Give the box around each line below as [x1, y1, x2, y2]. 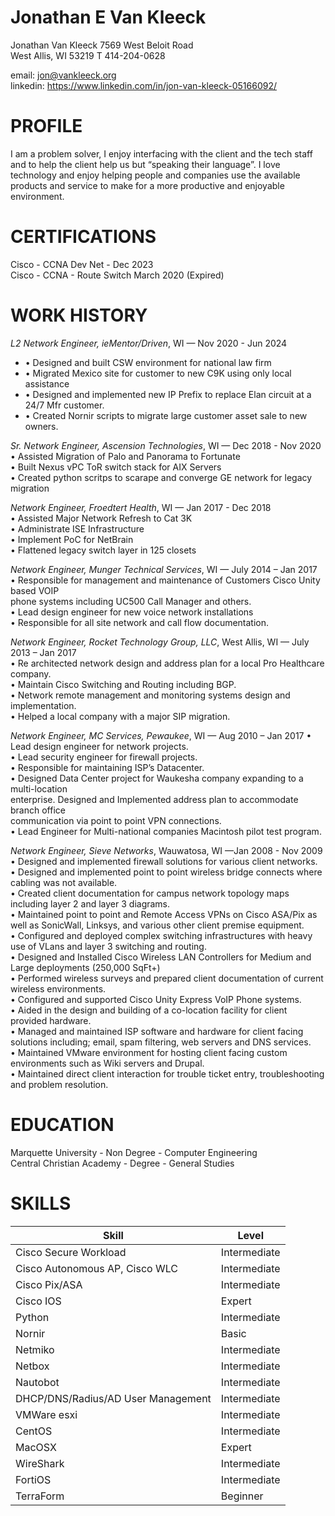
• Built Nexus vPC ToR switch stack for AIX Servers [10, 461, 222, 473]
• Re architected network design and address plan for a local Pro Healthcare [10, 657, 325, 669]
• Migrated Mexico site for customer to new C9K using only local [24, 367, 292, 379]
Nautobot [15, 1375, 60, 1389]
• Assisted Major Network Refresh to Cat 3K [10, 512, 193, 524]
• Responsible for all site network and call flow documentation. [10, 616, 270, 628]
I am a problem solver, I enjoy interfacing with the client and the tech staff [10, 147, 313, 160]
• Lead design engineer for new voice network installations [10, 606, 254, 618]
